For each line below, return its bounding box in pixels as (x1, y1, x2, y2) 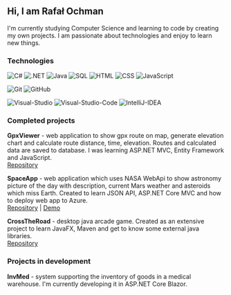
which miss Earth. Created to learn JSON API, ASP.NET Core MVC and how (7, 189, 221, 197)
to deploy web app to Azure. (7, 197, 88, 205)
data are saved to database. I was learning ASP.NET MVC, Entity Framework (7, 146, 225, 154)
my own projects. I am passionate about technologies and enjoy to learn (7, 31, 212, 39)
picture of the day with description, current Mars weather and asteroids (7, 181, 211, 190)
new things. (7, 38, 41, 47)
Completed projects (7, 116, 75, 125)
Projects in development (7, 256, 91, 266)
